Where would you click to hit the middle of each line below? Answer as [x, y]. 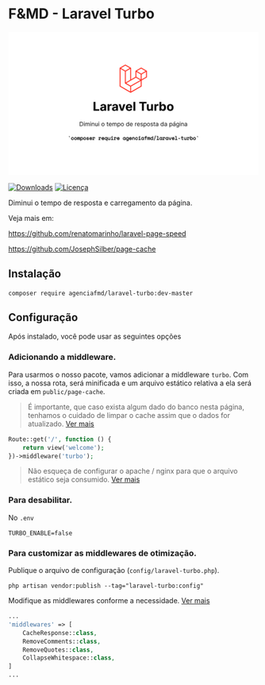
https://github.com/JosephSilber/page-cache [82, 249]
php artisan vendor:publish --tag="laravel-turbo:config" [106, 586]
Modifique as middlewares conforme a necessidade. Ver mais [109, 600]
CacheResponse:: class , [60, 633]
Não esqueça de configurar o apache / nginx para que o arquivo [132, 471]
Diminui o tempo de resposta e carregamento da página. [100, 203]
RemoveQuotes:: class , [58, 650]
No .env [21, 517]
